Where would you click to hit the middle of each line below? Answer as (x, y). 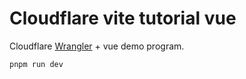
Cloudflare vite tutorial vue (123, 18)
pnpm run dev (36, 64)
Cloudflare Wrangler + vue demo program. (97, 46)
